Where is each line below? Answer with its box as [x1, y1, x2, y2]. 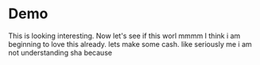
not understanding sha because [8, 48, 113, 57]
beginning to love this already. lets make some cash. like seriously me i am [8, 39, 252, 48]
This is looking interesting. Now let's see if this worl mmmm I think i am [8, 31, 241, 40]
